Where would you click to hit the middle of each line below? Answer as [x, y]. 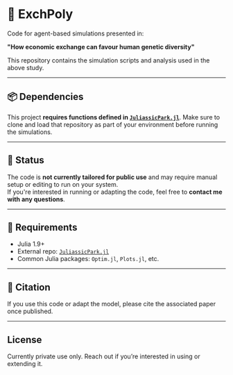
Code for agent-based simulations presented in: [76, 33]
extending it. [25, 364]
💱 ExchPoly [40, 14]
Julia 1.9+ [31, 244]
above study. [26, 67]
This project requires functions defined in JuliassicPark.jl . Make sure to [114, 117]
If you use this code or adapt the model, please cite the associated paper [112, 304]
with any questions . [36, 199]
